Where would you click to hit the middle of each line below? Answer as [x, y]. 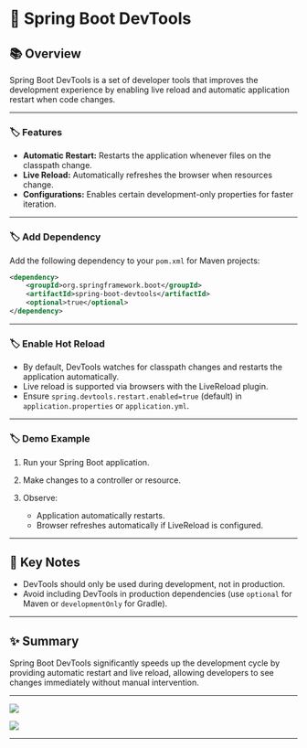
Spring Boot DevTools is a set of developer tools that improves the [134, 80]
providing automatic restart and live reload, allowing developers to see [142, 673]
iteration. [39, 204]
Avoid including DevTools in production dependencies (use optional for [157, 594]
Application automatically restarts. [101, 515]
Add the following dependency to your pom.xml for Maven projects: [135, 261]
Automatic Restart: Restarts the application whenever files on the [147, 155]
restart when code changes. [63, 99]
